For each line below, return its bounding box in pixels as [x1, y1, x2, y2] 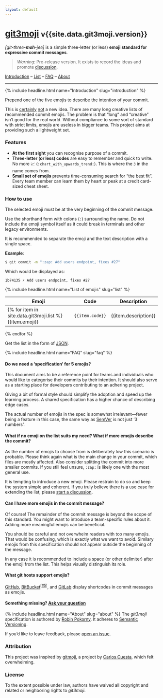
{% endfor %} [5, 331, 33, 337]
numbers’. [5, 422, 25, 427]
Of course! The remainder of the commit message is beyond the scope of [5, 511, 152, 517]
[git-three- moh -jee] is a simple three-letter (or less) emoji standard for [5, 44, 147, 50]
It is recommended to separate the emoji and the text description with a [5, 236, 148, 241]
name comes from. [12, 167, 50, 173]
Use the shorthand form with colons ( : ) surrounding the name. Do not [5, 216, 145, 222]
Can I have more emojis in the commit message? [5, 500, 104, 506]
